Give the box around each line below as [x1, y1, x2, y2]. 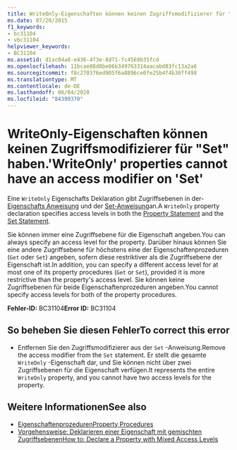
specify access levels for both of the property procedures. [7, 290, 178, 298]
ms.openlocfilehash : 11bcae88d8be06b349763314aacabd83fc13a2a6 [7, 63, 197, 70]
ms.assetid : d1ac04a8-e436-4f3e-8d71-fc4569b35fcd [7, 56, 159, 63]
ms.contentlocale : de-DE [7, 83, 80, 90]
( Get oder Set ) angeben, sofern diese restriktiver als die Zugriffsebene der [7, 253, 223, 261]
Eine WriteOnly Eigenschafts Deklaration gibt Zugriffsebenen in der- [7, 194, 205, 202]
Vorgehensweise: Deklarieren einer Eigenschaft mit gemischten [17, 427, 202, 436]
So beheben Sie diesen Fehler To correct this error [7, 324, 230, 336]
